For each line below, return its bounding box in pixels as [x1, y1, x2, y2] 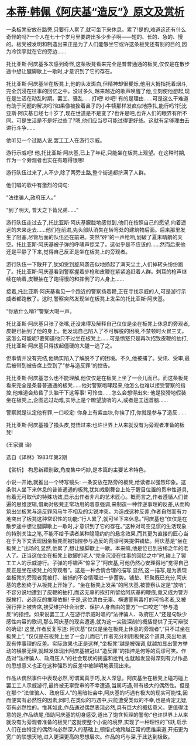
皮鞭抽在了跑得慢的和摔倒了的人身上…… [28, 275, 125, 282]
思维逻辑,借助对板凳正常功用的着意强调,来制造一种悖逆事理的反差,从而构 [16, 500, 190, 508]
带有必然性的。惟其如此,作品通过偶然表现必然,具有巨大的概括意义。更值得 [6, 704, 184, 711]
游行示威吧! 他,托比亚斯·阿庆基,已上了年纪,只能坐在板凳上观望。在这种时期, [6, 149, 186, 156]
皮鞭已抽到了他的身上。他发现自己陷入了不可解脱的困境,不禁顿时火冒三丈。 [6, 327, 187, 335]
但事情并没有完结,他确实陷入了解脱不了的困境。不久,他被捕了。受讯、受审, [6, 355, 185, 362]
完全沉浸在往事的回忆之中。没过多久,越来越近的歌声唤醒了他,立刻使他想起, [6, 87, 185, 94]
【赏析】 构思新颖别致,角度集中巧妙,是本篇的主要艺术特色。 [6, 466, 149, 473]
